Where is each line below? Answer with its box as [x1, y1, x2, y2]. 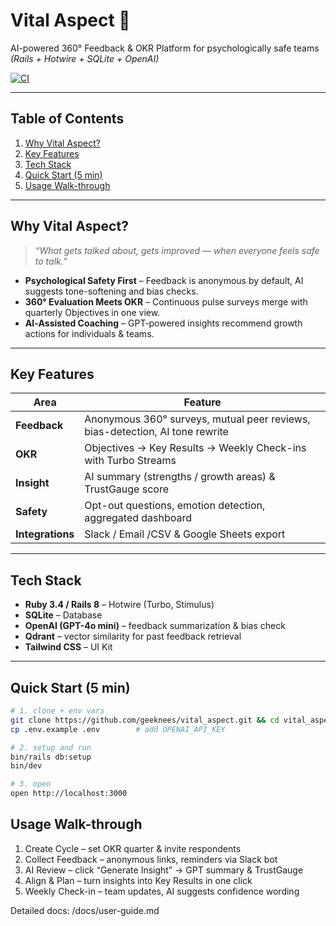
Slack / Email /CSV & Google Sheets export [84, 527, 286, 541]
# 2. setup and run [10, 742, 92, 753]
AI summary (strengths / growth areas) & [84, 470, 276, 484]
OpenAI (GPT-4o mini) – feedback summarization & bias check [24, 620, 286, 632]
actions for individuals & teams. [24, 327, 155, 339]
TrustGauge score [84, 482, 169, 496]
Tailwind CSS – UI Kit [24, 641, 113, 653]
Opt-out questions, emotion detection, [84, 499, 266, 513]
